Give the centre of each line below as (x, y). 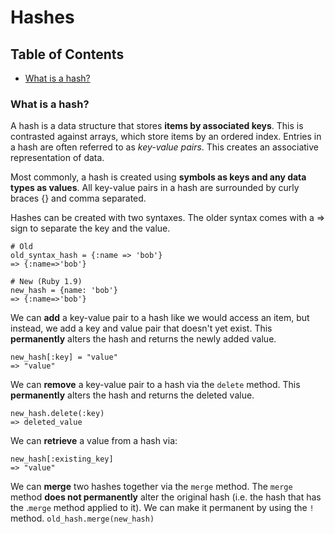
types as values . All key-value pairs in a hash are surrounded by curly (155, 188)
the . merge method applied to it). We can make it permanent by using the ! (162, 508)
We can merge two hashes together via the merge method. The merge (151, 487)
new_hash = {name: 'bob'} (64, 291)
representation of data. (57, 158)
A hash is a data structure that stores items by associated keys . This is (157, 126)
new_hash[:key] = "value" (64, 357)
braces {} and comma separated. (78, 198)
